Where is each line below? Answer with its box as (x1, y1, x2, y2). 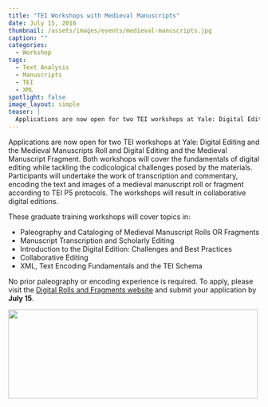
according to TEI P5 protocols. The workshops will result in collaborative (8, 188, 246, 198)
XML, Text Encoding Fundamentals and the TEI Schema (19, 260, 203, 271)
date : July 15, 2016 (8, 19, 77, 27)
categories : (8, 41, 48, 49)
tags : (8, 57, 26, 65)
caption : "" (8, 33, 48, 42)
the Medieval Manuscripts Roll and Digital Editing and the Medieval (8, 145, 227, 155)
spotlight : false (8, 93, 66, 101)
